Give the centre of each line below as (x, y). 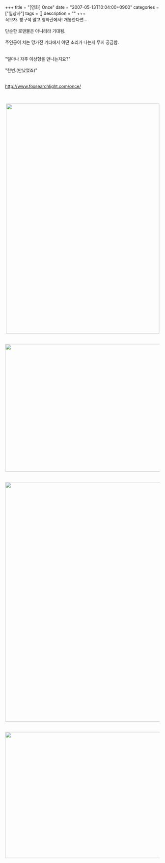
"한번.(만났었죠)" (21, 70)
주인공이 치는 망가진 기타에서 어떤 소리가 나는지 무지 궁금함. (62, 42)
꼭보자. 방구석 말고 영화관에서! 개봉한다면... (46, 19)
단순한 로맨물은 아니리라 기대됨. (35, 31)
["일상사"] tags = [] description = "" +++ (45, 13)
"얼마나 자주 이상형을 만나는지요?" (38, 59)
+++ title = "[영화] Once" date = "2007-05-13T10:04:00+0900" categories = (82, 7)
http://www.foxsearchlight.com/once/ (43, 86)
